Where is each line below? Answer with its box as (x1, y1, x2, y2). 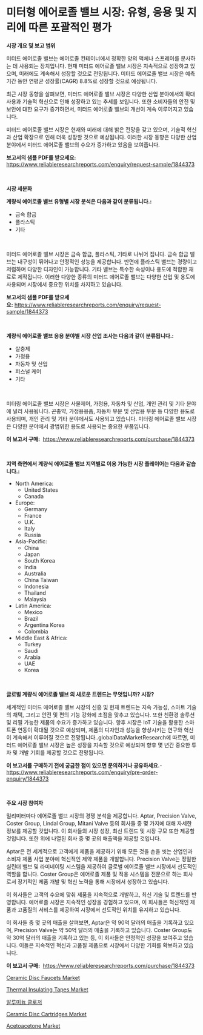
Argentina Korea (24, 621, 65, 629)
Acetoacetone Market (6, 1022, 61, 1030)
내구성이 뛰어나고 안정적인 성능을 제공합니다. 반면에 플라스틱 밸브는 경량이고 (17, 258, 198, 265)
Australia (24, 570, 47, 577)
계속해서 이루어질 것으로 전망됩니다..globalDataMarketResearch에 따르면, (12, 733, 189, 741)
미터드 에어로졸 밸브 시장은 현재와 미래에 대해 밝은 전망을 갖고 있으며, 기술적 (6, 125, 186, 133)
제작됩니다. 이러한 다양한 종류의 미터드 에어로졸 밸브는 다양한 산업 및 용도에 (17, 273, 196, 280)
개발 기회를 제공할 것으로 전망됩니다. (19, 749, 105, 756)
